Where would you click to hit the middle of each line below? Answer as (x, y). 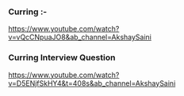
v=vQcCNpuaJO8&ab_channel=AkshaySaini (80, 37)
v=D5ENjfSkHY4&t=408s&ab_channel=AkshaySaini (92, 83)
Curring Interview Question (62, 57)
